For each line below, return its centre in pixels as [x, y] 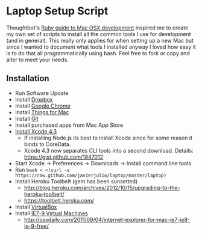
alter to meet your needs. [38, 60]
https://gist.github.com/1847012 [64, 157]
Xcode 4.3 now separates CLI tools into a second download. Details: [109, 150]
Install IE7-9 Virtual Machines [52, 213]
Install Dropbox [34, 99]
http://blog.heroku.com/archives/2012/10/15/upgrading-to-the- [102, 188]
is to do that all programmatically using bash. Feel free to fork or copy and [98, 53]
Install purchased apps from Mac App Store [69, 125]
